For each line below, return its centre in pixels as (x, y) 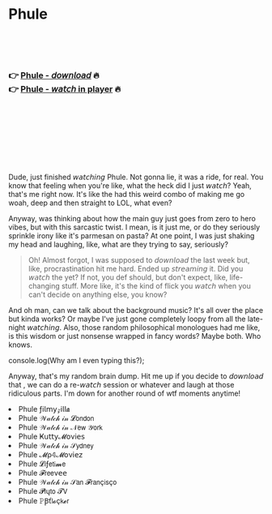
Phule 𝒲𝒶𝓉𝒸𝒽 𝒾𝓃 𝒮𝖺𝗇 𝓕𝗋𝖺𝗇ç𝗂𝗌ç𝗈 (68, 482)
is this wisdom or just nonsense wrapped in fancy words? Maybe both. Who (135, 336)
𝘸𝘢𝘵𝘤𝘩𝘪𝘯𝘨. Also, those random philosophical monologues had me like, (144, 328)
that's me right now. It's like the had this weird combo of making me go (127, 195)
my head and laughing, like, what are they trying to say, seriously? (119, 245)
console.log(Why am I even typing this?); (76, 361)
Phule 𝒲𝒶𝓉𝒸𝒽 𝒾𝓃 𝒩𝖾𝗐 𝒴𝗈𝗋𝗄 (61, 427)
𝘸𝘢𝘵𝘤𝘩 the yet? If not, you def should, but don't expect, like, (128, 277)
